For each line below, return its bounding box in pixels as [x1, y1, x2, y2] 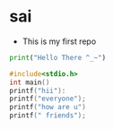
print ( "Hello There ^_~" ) [9, 53, 106, 62]
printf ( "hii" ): [9, 86, 66, 95]
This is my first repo [22, 36, 97, 47]
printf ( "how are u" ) [9, 103, 87, 112]
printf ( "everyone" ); [9, 94, 87, 104]
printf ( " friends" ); [9, 111, 87, 120]
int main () [9, 78, 50, 87]
